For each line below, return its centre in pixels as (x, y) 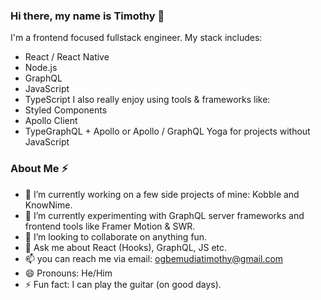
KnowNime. (48, 205)
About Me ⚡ (39, 169)
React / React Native (67, 57)
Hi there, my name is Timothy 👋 (87, 16)
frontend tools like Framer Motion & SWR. (110, 226)
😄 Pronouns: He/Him (68, 273)
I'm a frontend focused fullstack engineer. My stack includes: (136, 38)
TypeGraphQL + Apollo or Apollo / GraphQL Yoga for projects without (167, 131)
